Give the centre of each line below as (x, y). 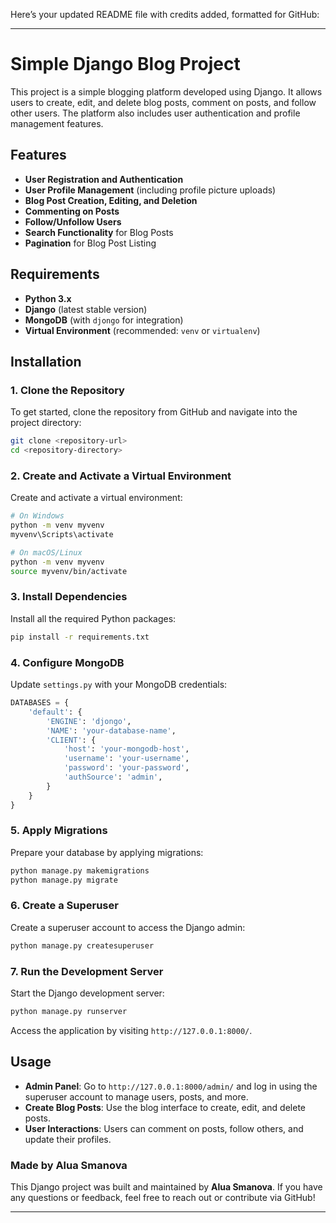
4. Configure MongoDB (67, 662)
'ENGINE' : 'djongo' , (89, 721)
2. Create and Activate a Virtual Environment (121, 476)
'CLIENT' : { (71, 740)
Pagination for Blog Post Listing (90, 243)
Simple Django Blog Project (125, 64)
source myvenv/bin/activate (69, 571)
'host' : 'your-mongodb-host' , (126, 749)
